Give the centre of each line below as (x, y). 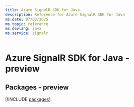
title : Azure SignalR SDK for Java (43, 10)
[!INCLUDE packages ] (28, 99)
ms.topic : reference (27, 24)
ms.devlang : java (23, 29)
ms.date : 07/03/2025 (27, 19)
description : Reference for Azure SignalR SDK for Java (65, 15)
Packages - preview (37, 87)
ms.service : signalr (27, 33)
